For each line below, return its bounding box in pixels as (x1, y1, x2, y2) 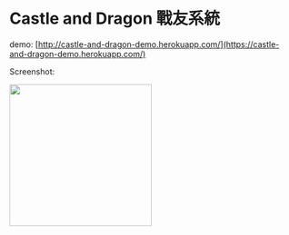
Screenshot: (9, 65, 55, 77)
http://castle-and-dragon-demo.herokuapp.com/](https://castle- (37, 38, 280, 50)
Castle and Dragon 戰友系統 (9, 8, 221, 29)
